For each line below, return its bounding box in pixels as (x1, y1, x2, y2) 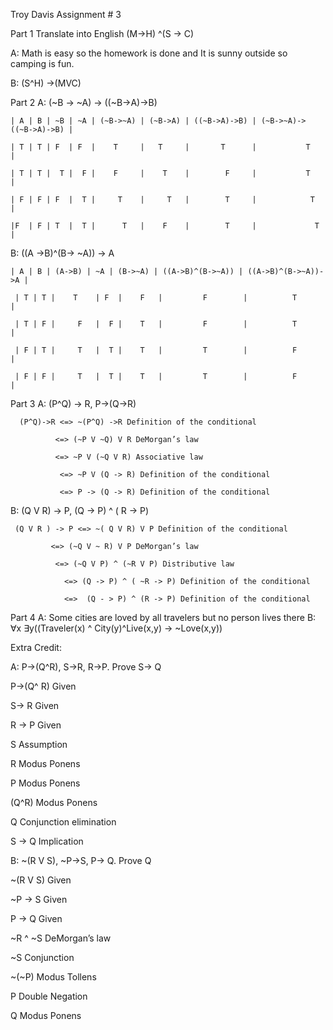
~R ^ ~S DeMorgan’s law (10, 932, 112, 944)
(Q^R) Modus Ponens (10, 797, 98, 808)
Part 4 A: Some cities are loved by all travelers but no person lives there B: (10, 612, 317, 623)
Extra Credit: (10, 642, 62, 653)
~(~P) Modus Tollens (10, 971, 97, 983)
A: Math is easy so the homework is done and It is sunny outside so (10, 47, 288, 59)
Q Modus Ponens (10, 1010, 82, 1021)
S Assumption (10, 739, 68, 750)
